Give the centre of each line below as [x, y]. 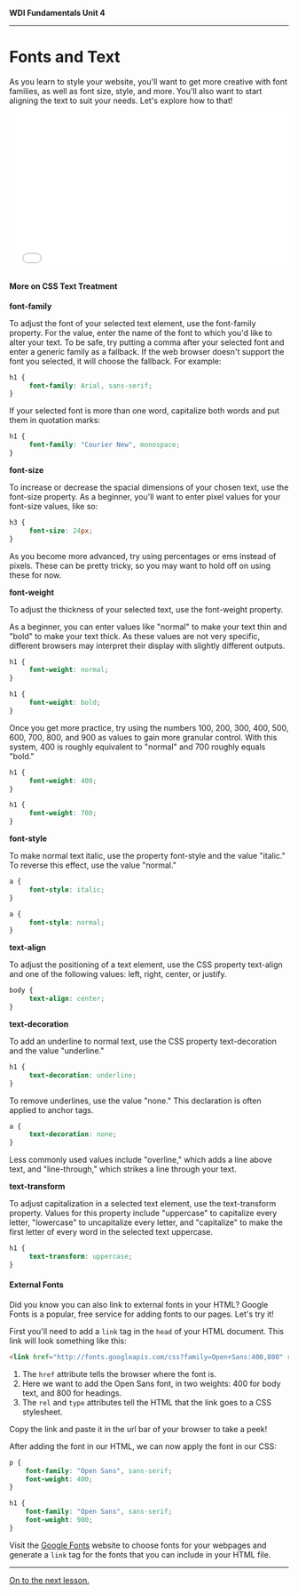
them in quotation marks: [55, 421]
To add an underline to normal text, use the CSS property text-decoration [143, 1041]
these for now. [35, 575]
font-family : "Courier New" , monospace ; [104, 445]
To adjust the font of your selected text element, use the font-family [133, 323]
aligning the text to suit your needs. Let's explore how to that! [121, 100]
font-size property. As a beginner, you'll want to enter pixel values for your [145, 496]
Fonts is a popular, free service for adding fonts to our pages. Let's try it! [142, 1314]
